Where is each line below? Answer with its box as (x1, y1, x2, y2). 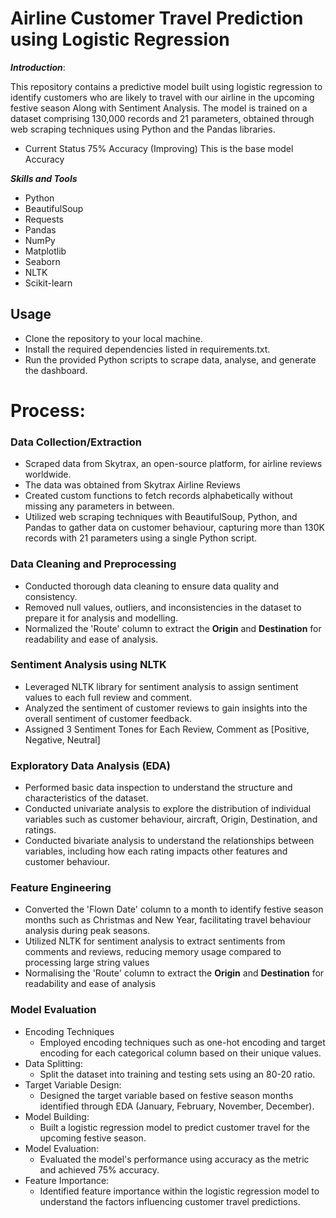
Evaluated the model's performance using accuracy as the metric (39, 1153, 310, 1165)
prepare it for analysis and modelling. (24, 612, 179, 624)
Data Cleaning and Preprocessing (10, 557, 177, 571)
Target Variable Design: (24, 1078, 122, 1091)
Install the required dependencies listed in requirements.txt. (24, 343, 271, 355)
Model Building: (24, 1110, 90, 1122)
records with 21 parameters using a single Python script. (24, 532, 258, 544)
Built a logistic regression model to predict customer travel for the (39, 1121, 311, 1133)
